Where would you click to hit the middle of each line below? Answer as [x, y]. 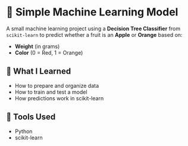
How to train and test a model [51, 92]
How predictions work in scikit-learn [59, 98]
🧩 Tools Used [31, 117]
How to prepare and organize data [57, 85]
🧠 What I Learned [39, 72]
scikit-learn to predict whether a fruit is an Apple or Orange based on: [94, 34]
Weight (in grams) [37, 46]
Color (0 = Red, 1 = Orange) [49, 52]
